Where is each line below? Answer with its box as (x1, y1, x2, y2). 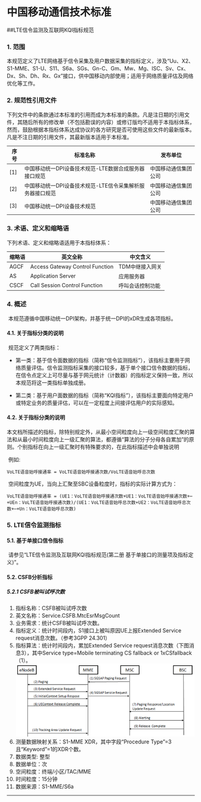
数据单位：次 (15, 760, 47, 767)
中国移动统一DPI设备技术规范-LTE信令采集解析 (24, 182, 140, 189)
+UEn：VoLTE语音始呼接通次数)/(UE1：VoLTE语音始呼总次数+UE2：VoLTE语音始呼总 (7, 500, 187, 506)
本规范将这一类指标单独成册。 (15, 379, 89, 386)
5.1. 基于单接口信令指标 (7, 537, 64, 544)
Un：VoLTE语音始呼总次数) (19, 506, 76, 512)
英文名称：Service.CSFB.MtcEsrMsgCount (15, 612, 120, 619)
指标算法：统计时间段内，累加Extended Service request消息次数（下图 (15, 641, 190, 649)
